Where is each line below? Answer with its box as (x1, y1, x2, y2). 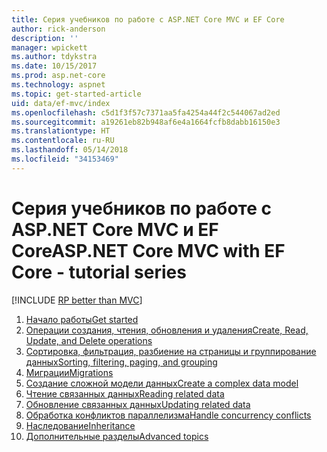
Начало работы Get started (25, 313, 139, 325)
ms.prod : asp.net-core (11, 71, 106, 81)
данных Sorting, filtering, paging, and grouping (25, 356, 218, 368)
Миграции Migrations (25, 366, 114, 378)
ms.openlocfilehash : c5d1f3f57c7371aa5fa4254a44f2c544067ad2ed (11, 107, 281, 118)
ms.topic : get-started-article (11, 89, 142, 99)
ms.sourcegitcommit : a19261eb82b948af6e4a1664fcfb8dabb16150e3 (11, 117, 281, 127)
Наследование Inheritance (25, 419, 136, 431)
